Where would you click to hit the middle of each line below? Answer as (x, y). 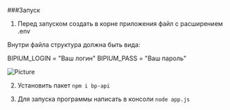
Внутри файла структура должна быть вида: (74, 44)
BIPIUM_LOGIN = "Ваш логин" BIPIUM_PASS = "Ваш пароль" (97, 58)
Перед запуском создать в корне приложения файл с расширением (120, 23)
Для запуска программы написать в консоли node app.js (103, 99)
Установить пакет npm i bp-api (64, 85)
